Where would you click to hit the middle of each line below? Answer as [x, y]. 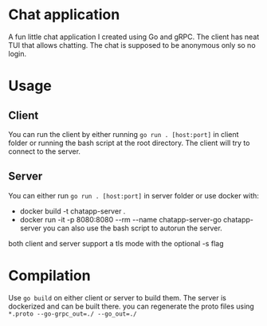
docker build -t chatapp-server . [73, 211]
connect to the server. [45, 151]
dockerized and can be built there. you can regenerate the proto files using [132, 306]
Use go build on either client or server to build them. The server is [118, 297]
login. [18, 53]
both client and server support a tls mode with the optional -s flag [116, 243]
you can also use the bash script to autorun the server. [133, 228]
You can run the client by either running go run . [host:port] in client [124, 134]
